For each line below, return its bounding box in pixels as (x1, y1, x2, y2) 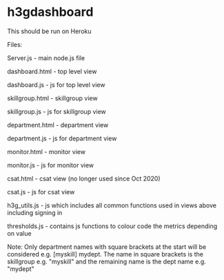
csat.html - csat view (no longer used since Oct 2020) (7, 174, 161, 183)
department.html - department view (7, 120, 109, 129)
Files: (7, 40, 23, 48)
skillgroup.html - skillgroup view (7, 94, 98, 102)
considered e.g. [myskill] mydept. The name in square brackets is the (7, 250, 203, 258)
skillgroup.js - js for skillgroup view (7, 107, 107, 115)
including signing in (7, 208, 63, 216)
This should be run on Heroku (7, 27, 92, 35)
